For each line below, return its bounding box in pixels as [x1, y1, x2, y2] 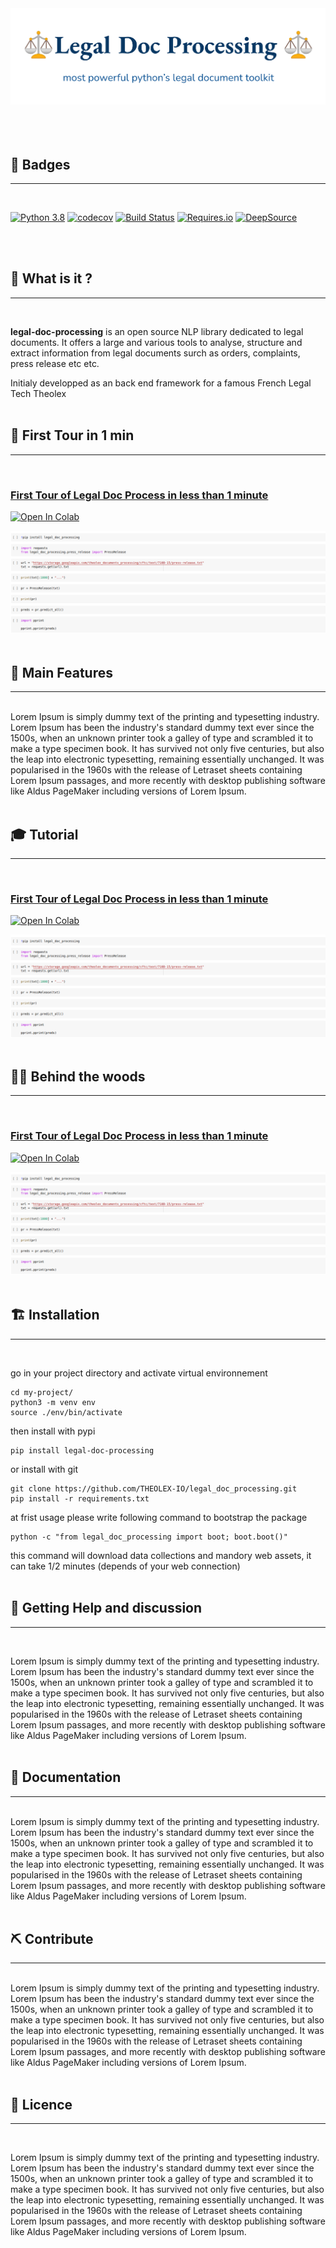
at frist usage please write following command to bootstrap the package [10, 1511, 308, 1523]
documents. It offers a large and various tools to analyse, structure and [10, 336, 303, 348]
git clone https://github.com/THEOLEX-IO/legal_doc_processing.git [10, 1483, 298, 1494]
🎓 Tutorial [10, 826, 79, 843]
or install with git [10, 1463, 79, 1475]
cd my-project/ [10, 1387, 74, 1397]
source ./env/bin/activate [10, 1407, 123, 1417]
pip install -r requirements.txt [10, 1493, 150, 1504]
